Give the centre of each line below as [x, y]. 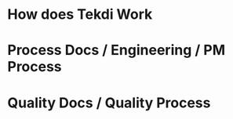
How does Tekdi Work [80, 14]
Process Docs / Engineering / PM [116, 50]
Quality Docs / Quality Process [109, 103]
